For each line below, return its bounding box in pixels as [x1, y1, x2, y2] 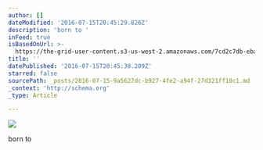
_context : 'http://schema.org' [8, 84, 110, 92]
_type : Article [8, 91, 58, 99]
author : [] [8, 11, 44, 20]
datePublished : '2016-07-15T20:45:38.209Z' [8, 62, 153, 70]
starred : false [8, 70, 58, 77]
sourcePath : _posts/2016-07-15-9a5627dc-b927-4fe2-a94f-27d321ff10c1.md [8, 77, 250, 84]
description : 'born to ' [8, 26, 89, 34]
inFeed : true [8, 33, 51, 41]
